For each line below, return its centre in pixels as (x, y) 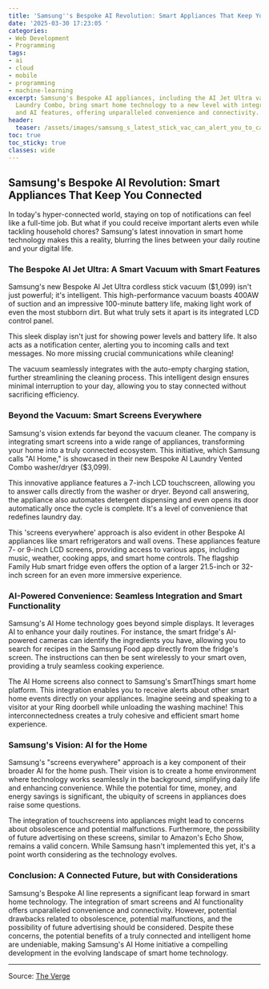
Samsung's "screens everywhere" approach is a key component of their (127, 763)
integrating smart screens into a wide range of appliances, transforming (126, 442)
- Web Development (39, 38)
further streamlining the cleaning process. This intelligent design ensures (129, 377)
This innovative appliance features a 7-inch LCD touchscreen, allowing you (132, 482)
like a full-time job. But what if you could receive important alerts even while (133, 223)
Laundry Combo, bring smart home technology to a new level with (127, 105)
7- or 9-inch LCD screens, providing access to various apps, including (124, 549)
